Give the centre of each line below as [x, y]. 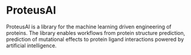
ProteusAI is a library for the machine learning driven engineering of [89, 27]
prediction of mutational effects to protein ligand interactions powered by [95, 39]
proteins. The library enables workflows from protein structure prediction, [96, 33]
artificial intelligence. [32, 46]
